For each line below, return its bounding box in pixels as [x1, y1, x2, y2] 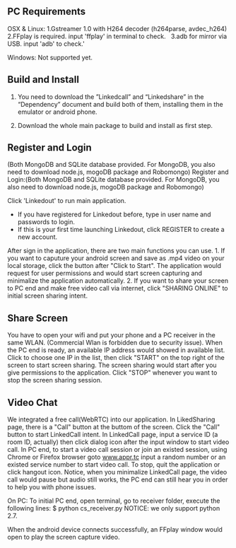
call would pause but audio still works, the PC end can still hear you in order [7, 475, 228, 484]
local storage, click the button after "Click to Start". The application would [7, 262, 221, 270]
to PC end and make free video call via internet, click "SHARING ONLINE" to [7, 284, 228, 293]
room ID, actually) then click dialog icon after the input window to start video [7, 438, 230, 446]
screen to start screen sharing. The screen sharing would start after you [7, 361, 217, 370]
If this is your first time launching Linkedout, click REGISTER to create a [17, 226, 225, 234]
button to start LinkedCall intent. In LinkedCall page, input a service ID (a [7, 431, 218, 439]
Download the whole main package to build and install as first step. [17, 121, 213, 129]
